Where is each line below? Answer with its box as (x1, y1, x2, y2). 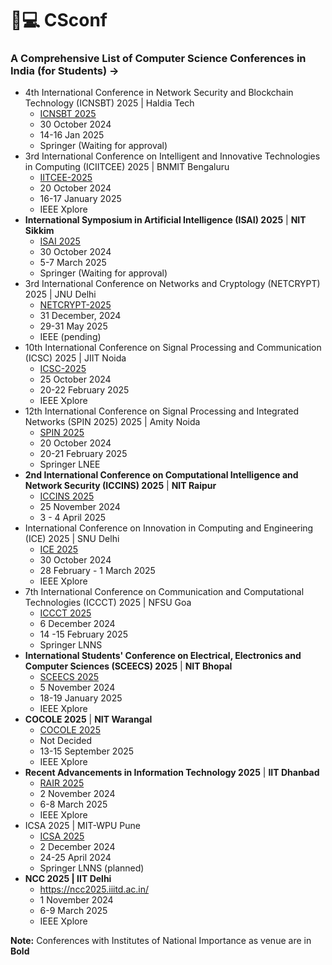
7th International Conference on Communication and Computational (24, 586, 305, 598)
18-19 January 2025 (39, 692, 123, 704)
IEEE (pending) (39, 331, 102, 343)
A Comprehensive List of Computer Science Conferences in (10, 52, 307, 66)
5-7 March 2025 (39, 257, 107, 269)
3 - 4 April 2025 (39, 512, 107, 524)
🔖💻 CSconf (10, 9, 108, 32)
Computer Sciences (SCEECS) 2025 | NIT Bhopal (24, 660, 233, 672)
